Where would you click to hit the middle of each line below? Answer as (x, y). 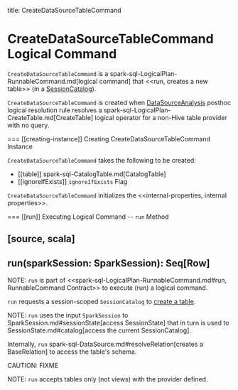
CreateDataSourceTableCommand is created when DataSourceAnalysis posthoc (119, 102)
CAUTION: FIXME (33, 366)
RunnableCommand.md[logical (53, 81)
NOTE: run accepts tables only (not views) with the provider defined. (108, 379)
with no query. (28, 125)
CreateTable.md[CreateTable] (50, 117)
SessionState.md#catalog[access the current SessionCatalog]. (99, 330)
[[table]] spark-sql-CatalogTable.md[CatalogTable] (92, 174)
